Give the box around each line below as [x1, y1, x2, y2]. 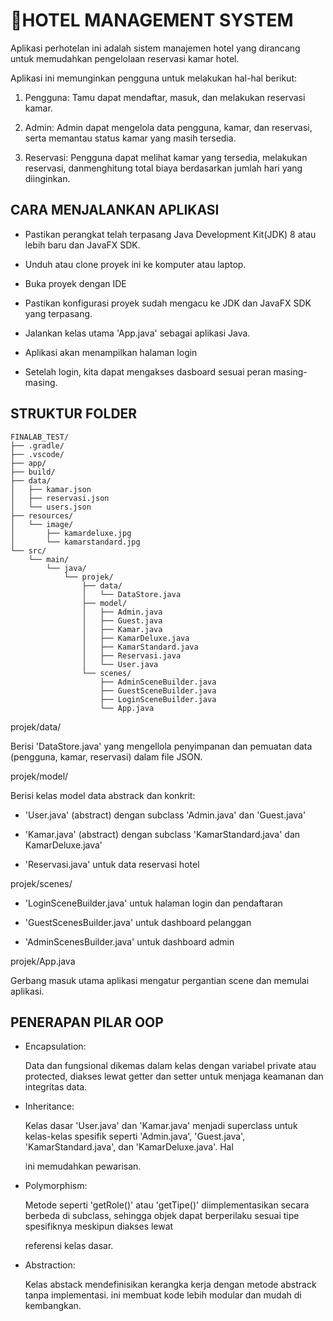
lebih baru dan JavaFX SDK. [24, 239, 141, 251]
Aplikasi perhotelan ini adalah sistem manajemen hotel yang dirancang [10, 42, 301, 54]
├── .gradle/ [10, 440, 65, 451]
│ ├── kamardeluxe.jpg [10, 528, 132, 538]
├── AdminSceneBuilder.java [99, 677, 217, 687]
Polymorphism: [24, 1180, 88, 1192]
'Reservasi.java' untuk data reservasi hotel [24, 858, 200, 870]
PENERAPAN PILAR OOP [10, 1014, 164, 1031]
